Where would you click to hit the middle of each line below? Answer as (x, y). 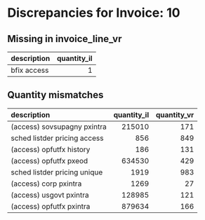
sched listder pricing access (57, 138)
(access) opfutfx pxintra (51, 206)
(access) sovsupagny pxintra (59, 126)
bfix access (30, 70)
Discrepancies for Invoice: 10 (94, 13)
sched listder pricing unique (57, 172)
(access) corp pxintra (46, 184)
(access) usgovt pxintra (50, 195)
